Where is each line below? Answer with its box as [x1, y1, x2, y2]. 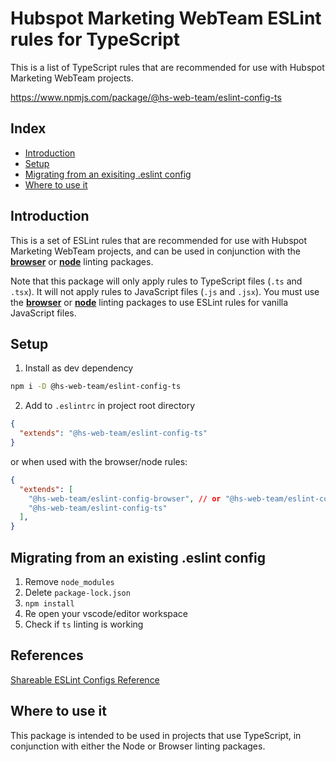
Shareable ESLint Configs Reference [10, 673, 160, 686]
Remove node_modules [24, 575, 115, 587]
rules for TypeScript [10, 28, 181, 51]
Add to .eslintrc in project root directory [24, 400, 196, 412]
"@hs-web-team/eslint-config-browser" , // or [28, 493, 222, 504]
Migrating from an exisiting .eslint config [24, 168, 192, 180]
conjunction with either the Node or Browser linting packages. [10, 740, 266, 752]
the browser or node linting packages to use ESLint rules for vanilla [10, 296, 289, 308]
